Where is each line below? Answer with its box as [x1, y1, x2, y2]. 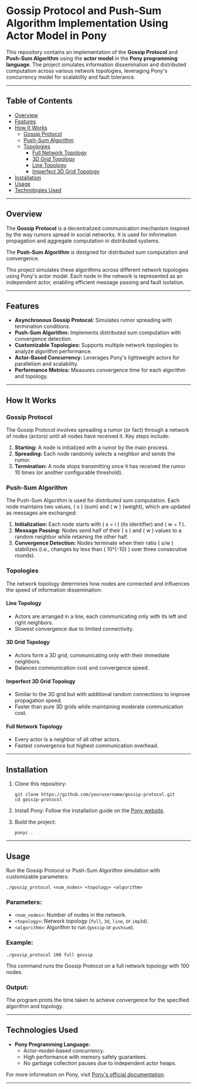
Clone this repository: [14, 780, 67, 788]
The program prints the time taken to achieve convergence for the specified [6, 996, 189, 1003]
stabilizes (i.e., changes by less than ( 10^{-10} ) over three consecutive [14, 546, 188, 553]
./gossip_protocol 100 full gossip [6, 952, 93, 958]
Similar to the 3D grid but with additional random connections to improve [14, 691, 191, 698]
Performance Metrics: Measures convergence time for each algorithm [14, 367, 186, 374]
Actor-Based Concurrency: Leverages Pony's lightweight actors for [14, 354, 180, 361]
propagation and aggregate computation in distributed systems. [6, 237, 160, 244]
